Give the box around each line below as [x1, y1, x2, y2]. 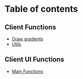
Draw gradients [11, 36, 43, 42]
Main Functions [11, 68, 43, 74]
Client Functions [4, 23, 56, 31]
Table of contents [4, 3, 79, 15]
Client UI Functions [4, 55, 65, 64]
